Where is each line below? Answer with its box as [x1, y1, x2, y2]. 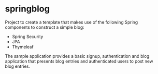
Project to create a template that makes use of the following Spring [5, 19, 138, 25]
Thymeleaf [12, 44, 34, 49]
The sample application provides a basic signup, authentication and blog [5, 53, 150, 59]
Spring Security [12, 34, 43, 39]
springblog [5, 3, 50, 14]
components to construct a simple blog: [5, 24, 85, 30]
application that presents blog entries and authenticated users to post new [5, 58, 154, 64]
